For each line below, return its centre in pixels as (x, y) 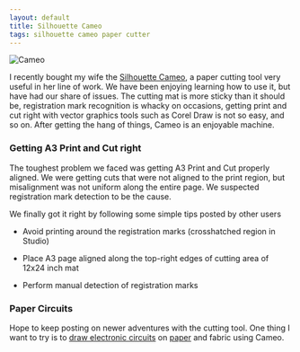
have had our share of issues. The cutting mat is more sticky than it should (147, 96)
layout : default (40, 18)
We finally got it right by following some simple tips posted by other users (145, 214)
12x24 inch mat (50, 268)
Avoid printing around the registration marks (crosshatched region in (149, 231)
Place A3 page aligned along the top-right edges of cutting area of (146, 258)
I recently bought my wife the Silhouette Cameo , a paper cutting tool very (145, 77)
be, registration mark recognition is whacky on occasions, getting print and (148, 106)
